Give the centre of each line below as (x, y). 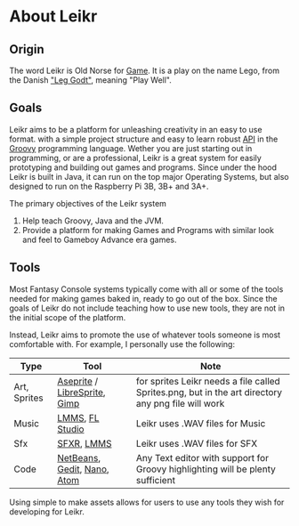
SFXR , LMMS (85, 443)
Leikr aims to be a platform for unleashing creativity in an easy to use (136, 129)
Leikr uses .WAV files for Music (201, 423)
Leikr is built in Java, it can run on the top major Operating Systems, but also (149, 176)
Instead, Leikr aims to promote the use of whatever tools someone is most (145, 335)
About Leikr (53, 16)
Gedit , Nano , (83, 469)
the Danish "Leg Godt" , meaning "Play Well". (90, 80)
